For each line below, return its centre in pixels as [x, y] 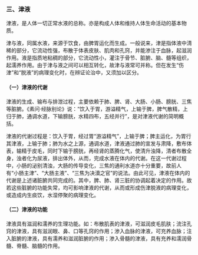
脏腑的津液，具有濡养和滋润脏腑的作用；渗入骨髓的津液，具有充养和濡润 [99, 238]
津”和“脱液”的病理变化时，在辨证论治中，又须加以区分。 [74, 72]
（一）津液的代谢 [27, 87]
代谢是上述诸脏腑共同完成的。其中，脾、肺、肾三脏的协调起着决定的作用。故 [99, 180]
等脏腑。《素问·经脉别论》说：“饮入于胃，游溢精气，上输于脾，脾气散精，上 [97, 109]
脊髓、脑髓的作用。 [39, 246]
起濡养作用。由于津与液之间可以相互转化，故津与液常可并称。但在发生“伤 [95, 65]
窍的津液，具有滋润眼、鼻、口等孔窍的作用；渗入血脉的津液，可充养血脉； [96, 231]
